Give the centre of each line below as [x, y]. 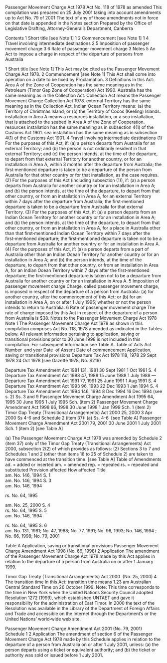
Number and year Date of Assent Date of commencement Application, [78, 350]
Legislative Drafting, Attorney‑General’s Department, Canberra [69, 28]
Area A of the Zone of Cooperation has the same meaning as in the [74, 85]
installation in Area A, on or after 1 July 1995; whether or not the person [78, 302]
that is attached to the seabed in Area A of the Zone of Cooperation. [75, 122]
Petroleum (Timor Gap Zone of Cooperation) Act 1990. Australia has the [79, 90]
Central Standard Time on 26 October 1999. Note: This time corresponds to [83, 587]
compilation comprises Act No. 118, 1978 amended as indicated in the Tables [83, 329]
